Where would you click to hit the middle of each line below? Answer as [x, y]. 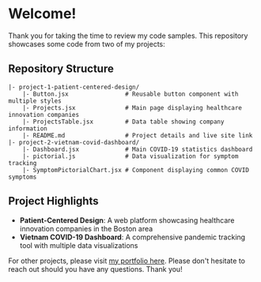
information [28, 128]
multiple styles [35, 101]
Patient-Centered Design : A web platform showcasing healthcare [127, 220]
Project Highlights [53, 201]
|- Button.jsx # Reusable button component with [130, 94]
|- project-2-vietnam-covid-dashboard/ [74, 142]
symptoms [23, 177]
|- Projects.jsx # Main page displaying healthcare [132, 107]
